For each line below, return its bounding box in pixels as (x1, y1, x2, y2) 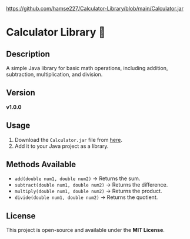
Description (6, 49, 50, 59)
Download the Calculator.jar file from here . (14, 136, 122, 143)
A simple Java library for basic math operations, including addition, (6, 65, 168, 71)
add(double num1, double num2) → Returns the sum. (14, 175, 141, 182)
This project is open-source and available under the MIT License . (6, 227, 165, 234)
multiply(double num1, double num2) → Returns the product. (14, 188, 162, 195)
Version (6, 88, 35, 98)
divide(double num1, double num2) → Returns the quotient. (14, 194, 158, 201)
